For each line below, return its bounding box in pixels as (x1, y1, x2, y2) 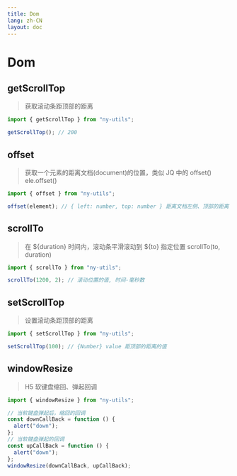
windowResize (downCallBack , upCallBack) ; (7, 462, 132, 469)
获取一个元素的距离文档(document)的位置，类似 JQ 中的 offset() (24, 168, 212, 177)
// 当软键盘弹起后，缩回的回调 (7, 409, 86, 416)
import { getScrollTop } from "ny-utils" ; (7, 116, 134, 123)
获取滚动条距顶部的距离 (24, 102, 93, 111)
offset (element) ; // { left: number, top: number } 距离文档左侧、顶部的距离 (7, 203, 229, 210)
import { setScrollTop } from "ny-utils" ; (7, 331, 134, 338)
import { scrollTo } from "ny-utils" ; (7, 264, 122, 271)
